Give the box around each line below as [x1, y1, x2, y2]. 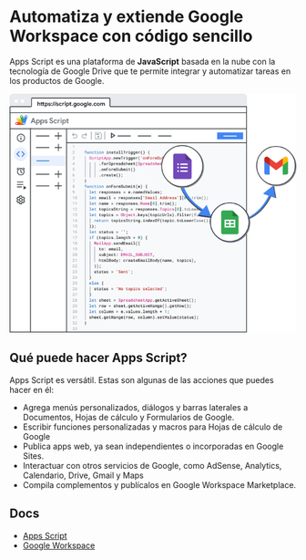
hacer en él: [9, 384, 55, 395]
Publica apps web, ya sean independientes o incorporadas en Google [22, 441, 284, 451]
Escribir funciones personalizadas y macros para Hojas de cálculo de [22, 421, 283, 432]
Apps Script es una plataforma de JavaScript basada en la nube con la [9, 56, 276, 67]
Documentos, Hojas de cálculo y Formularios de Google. [22, 411, 235, 422]
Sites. [22, 450, 45, 461]
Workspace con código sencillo [9, 26, 253, 47]
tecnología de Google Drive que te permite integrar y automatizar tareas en [9, 66, 291, 77]
